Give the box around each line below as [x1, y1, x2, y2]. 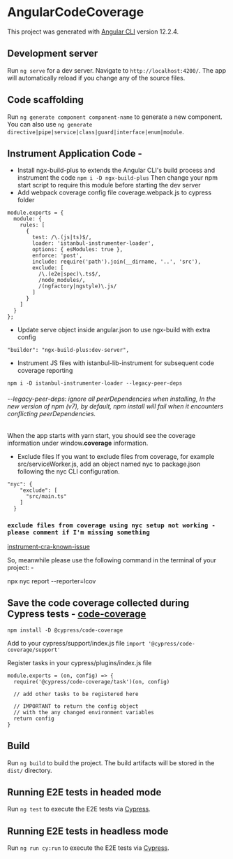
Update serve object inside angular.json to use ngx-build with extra [17, 326, 211, 334]
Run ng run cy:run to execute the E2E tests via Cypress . [7, 844, 170, 852]
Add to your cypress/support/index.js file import [7, 639, 145, 647]
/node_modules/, [38, 277, 86, 284]
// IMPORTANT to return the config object [13, 702, 139, 710]
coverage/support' [7, 646, 61, 653]
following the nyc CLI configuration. [17, 467, 120, 476]
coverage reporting [17, 367, 73, 375]
